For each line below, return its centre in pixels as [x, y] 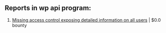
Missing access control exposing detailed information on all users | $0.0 [86, 20]
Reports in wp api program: [48, 8]
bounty [19, 25]
